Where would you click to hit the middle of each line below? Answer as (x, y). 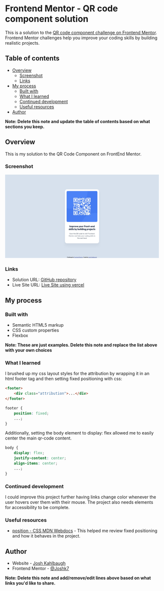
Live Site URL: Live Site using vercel (48, 285)
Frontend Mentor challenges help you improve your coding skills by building (81, 38)
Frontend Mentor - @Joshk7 (41, 568)
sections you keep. (25, 127)
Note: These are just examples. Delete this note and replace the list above (81, 345)
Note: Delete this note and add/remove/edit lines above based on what (78, 578)
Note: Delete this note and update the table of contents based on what (78, 121)
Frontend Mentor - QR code (61, 9)
